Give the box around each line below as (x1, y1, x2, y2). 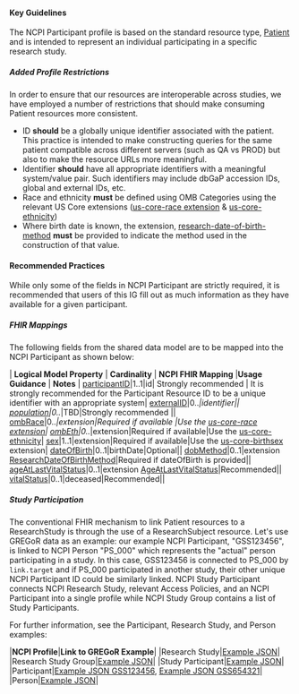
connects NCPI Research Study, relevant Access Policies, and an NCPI (9, 583, 270, 595)
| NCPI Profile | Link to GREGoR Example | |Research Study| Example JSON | (9, 647, 280, 657)
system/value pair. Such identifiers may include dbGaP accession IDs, (21, 173, 280, 184)
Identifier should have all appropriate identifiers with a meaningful (21, 164, 267, 175)
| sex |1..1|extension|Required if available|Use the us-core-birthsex (40, 435, 284, 447)
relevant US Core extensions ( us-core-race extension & (21, 201, 227, 212)
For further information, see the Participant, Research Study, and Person (9, 620, 276, 630)
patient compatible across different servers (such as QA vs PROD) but (21, 144, 280, 156)
